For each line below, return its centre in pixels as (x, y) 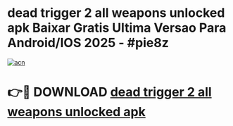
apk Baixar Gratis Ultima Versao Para (117, 28)
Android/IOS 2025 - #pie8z (88, 43)
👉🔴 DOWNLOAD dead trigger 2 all (110, 92)
